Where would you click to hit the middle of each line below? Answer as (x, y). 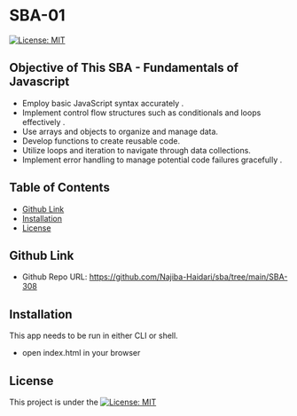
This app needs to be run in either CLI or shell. (94, 336)
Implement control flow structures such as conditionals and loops (141, 113)
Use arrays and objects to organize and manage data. (120, 131)
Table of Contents (60, 188)
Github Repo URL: (55, 277)
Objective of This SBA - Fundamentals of (124, 68)
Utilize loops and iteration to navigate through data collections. (136, 150)
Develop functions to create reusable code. (101, 141)
